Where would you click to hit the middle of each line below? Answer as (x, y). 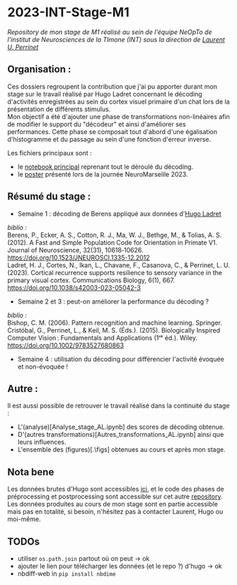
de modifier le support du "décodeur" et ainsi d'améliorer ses (97, 124)
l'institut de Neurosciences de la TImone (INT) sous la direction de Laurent (116, 39)
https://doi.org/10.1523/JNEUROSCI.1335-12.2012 (79, 257)
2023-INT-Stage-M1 (68, 12)
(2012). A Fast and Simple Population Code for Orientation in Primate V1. (112, 243)
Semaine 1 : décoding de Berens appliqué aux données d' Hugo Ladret (119, 213)
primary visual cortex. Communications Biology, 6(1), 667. (91, 280)
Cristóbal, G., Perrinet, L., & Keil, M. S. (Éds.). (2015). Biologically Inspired (114, 330)
